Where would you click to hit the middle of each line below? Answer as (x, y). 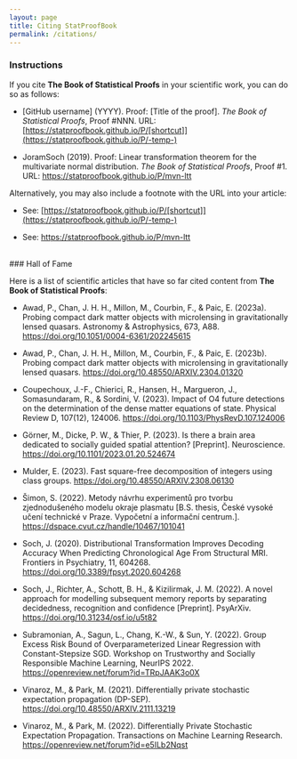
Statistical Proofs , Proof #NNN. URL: (89, 120)
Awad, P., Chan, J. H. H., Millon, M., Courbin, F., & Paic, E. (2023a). (144, 307)
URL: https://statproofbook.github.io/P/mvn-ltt (107, 175)
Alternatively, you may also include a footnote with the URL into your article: (148, 193)
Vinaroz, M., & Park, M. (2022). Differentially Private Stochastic (137, 725)
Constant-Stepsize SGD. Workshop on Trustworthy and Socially (139, 653)
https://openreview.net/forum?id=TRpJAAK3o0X (111, 672)
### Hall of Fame (41, 263)
